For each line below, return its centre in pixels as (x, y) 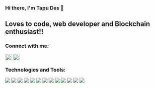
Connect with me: (27, 46)
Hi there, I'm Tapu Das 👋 (35, 8)
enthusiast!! (24, 32)
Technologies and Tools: (36, 70)
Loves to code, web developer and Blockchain (78, 24)
